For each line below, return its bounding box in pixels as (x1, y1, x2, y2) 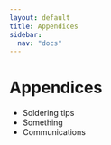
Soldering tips (22, 108, 75, 119)
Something (22, 117, 63, 128)
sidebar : (9, 30, 42, 39)
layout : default (9, 13, 70, 23)
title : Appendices (9, 22, 79, 31)
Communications (22, 127, 86, 138)
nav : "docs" (17, 38, 63, 48)
